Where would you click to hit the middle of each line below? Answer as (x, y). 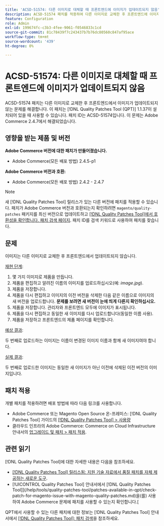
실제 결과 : (14, 357)
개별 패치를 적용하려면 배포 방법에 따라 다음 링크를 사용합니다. (64, 403)
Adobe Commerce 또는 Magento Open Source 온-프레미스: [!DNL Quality (84, 414)
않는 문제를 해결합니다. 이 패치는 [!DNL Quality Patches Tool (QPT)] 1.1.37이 (79, 109)
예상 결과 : (14, 330)
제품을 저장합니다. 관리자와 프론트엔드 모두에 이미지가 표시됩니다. (74, 308)
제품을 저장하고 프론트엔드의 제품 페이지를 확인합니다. (63, 320)
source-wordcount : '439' (30, 42)
